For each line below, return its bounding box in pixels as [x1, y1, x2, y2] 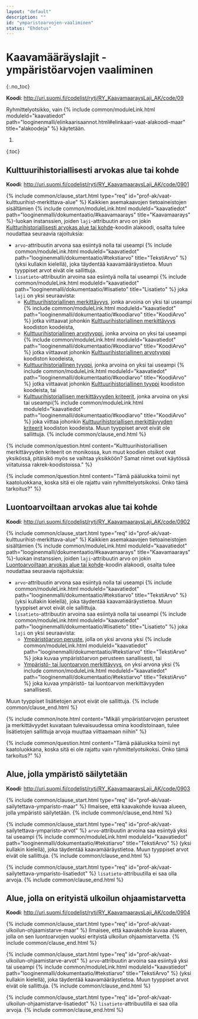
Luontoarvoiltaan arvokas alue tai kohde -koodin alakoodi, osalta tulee [6, 561, 176, 568]
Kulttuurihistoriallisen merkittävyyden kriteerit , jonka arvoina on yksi [23, 393, 189, 400]
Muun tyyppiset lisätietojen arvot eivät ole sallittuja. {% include [6, 698, 159, 705]
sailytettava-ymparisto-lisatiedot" [6, 870, 88, 877]
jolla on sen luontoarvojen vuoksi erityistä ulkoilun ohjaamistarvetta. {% [6, 933, 180, 940]
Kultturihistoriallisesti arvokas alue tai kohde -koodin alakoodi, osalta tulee [6, 224, 185, 231]
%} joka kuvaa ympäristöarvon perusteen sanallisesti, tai [23, 654, 162, 661]
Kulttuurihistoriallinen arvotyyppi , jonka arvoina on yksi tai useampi [23, 330, 187, 337]
